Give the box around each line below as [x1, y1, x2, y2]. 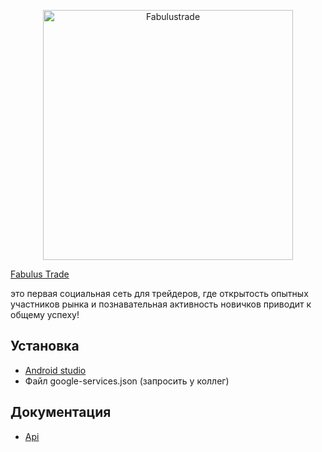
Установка [10, 338, 80, 355]
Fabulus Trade [10, 268, 70, 280]
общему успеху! [10, 309, 80, 320]
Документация [10, 404, 112, 421]
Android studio [24, 364, 87, 376]
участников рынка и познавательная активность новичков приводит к [10, 298, 312, 310]
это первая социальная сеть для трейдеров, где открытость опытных [10, 288, 309, 299]
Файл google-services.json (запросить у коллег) [24, 375, 230, 387]
